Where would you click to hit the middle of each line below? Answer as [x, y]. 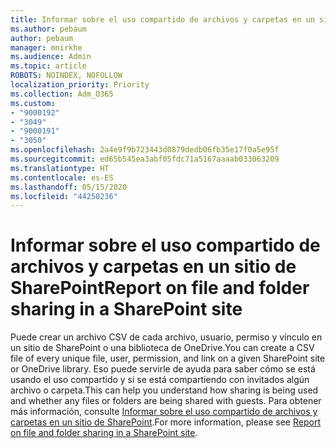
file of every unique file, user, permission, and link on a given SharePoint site [168, 358]
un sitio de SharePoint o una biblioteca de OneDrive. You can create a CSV [162, 348]
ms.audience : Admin [51, 57]
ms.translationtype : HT [60, 168]
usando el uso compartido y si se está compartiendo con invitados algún [160, 380]
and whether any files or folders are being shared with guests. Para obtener [166, 401]
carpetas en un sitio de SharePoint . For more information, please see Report [165, 422]
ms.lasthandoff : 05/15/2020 [69, 187]
